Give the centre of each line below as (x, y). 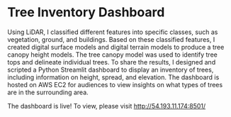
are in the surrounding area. (48, 92)
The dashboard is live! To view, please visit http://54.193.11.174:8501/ (107, 106)
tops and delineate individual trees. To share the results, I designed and (112, 62)
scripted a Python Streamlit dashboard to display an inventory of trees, (111, 69)
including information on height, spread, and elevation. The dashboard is (113, 77)
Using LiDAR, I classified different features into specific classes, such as (113, 32)
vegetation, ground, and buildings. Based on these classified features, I (111, 39)
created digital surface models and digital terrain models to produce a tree (116, 47)
